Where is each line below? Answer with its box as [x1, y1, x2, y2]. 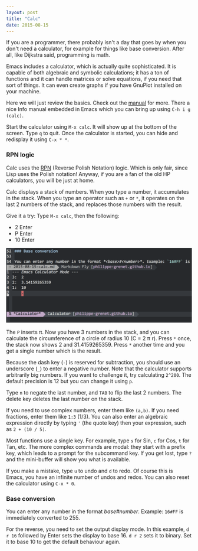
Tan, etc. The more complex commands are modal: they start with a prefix [6, 443, 186, 450]
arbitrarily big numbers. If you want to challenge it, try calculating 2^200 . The [6, 371, 192, 378]
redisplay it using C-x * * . [6, 136, 69, 143]
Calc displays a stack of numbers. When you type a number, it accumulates [6, 188, 190, 195]
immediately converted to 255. [6, 514, 81, 521]
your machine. [6, 88, 41, 95]
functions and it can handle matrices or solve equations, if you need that [6, 76, 182, 83]
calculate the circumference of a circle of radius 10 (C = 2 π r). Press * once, [6, 334, 192, 342]
